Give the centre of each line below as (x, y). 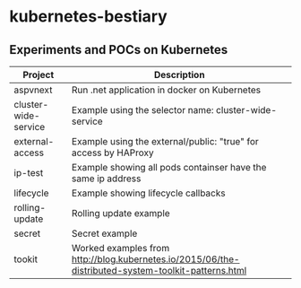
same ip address (106, 179)
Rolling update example (120, 213)
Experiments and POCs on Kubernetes (119, 50)
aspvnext (33, 90)
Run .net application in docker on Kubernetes (166, 90)
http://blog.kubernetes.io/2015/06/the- (155, 259)
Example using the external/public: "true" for (165, 141)
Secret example (104, 233)
